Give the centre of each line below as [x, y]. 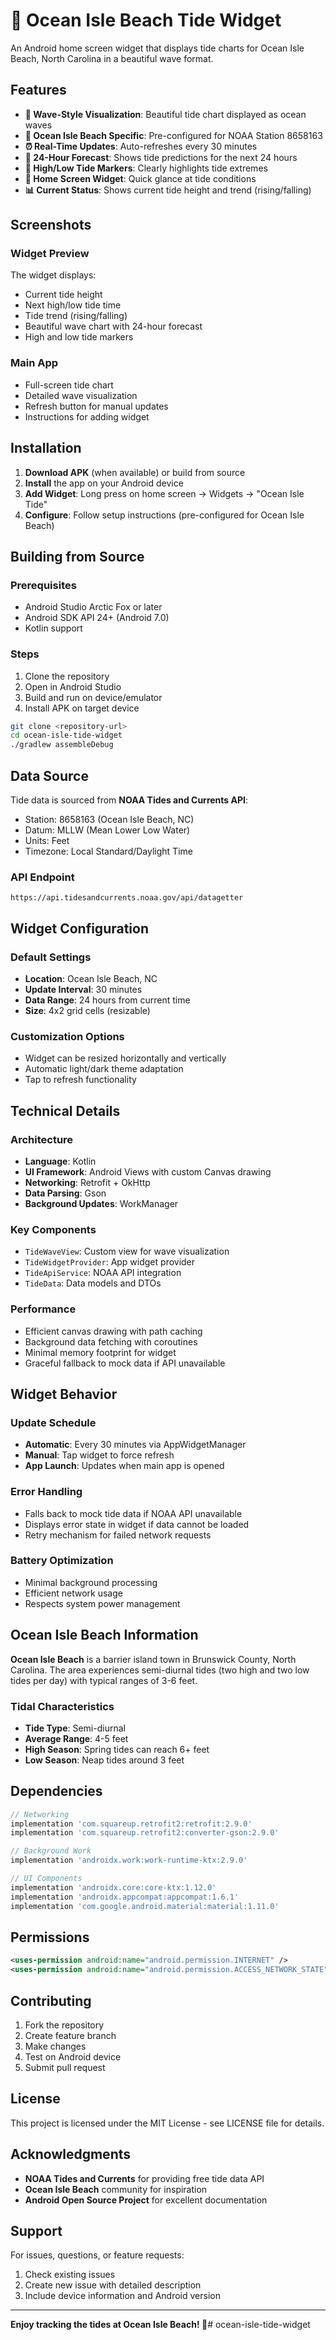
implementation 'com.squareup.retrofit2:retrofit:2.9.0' [131, 1824]
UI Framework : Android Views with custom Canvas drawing [148, 1171]
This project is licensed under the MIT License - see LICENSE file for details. [167, 2123]
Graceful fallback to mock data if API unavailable [125, 1363]
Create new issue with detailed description [113, 2285]
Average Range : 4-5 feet [76, 1738]
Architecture [42, 1139]
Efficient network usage [73, 1593]
